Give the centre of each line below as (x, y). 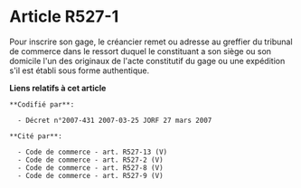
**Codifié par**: (42, 104)
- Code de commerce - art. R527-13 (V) (93, 152)
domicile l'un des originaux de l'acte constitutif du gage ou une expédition (147, 61)
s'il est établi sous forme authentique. (80, 70)
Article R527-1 (64, 17)
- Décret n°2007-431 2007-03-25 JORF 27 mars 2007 (115, 120)
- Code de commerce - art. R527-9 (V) (91, 175)
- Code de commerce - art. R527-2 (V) (91, 160)
